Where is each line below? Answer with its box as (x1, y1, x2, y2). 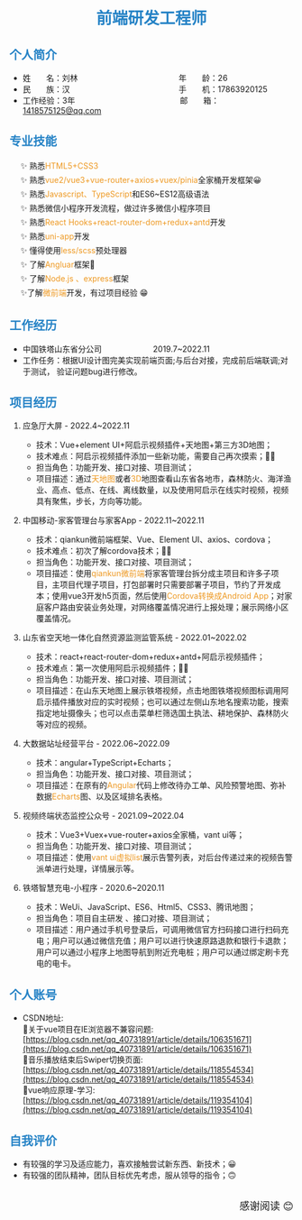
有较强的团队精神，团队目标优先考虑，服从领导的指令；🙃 (22, 1170, 237, 1181)
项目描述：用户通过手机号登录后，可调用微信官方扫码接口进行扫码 (35, 924, 281, 935)
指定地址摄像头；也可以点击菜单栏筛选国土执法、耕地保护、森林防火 (35, 708, 289, 719)
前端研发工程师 (96, 8, 207, 29)
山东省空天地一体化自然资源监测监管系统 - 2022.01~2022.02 (22, 632, 248, 643)
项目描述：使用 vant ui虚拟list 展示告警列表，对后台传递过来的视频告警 (35, 852, 293, 863)
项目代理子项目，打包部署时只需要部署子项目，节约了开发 (59, 579, 273, 591)
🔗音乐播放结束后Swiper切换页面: (22, 1054, 143, 1065)
